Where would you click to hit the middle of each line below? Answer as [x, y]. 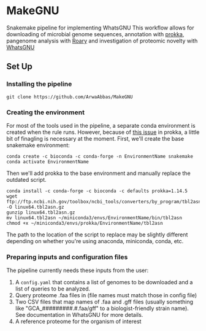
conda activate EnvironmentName [48, 162]
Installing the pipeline [39, 84]
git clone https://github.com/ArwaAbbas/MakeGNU [70, 97]
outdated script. [27, 179]
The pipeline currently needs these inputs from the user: [78, 270]
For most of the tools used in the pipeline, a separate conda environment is [101, 125]
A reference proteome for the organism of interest [78, 321]
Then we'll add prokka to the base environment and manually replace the [99, 173]
